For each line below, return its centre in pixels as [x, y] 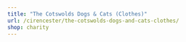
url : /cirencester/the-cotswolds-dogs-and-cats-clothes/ [93, 21]
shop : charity [28, 27]
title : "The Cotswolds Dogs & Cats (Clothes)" [77, 14]
